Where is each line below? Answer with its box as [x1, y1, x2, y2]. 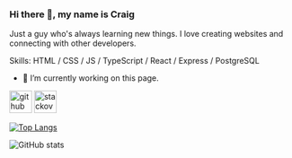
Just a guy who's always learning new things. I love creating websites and [9, 29, 284, 39]
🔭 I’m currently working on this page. [22, 73, 159, 83]
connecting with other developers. [9, 38, 137, 48]
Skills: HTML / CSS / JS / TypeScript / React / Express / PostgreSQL [9, 56, 261, 66]
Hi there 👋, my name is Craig [9, 8, 135, 21]
